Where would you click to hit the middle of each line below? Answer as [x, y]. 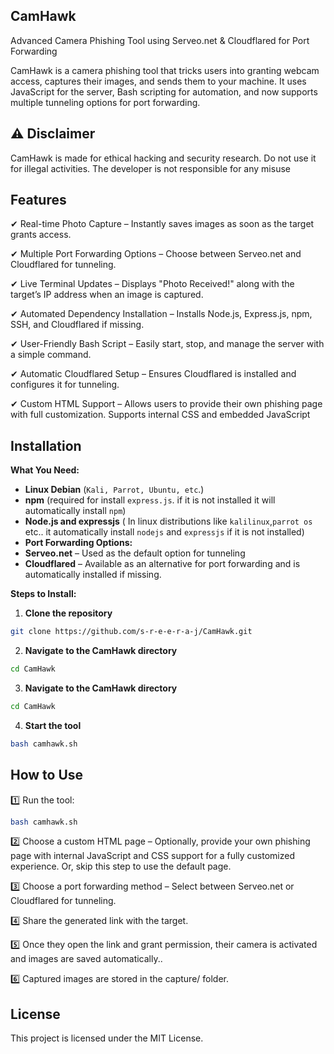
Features [38, 200]
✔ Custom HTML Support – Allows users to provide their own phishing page [166, 404]
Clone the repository [68, 613]
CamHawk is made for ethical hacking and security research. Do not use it [163, 158]
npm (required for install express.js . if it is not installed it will [150, 500]
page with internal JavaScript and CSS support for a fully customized [152, 856]
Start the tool [53, 725]
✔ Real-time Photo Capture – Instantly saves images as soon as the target [162, 224]
